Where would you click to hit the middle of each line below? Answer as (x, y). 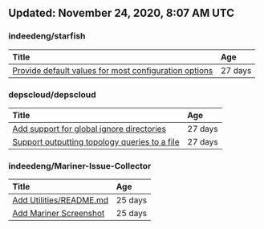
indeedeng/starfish (47, 36)
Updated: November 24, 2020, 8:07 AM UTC (122, 13)
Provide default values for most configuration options (113, 70)
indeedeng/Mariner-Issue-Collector (80, 166)
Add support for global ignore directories (89, 129)
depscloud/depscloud (52, 94)
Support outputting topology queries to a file (96, 141)
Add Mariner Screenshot (59, 214)
